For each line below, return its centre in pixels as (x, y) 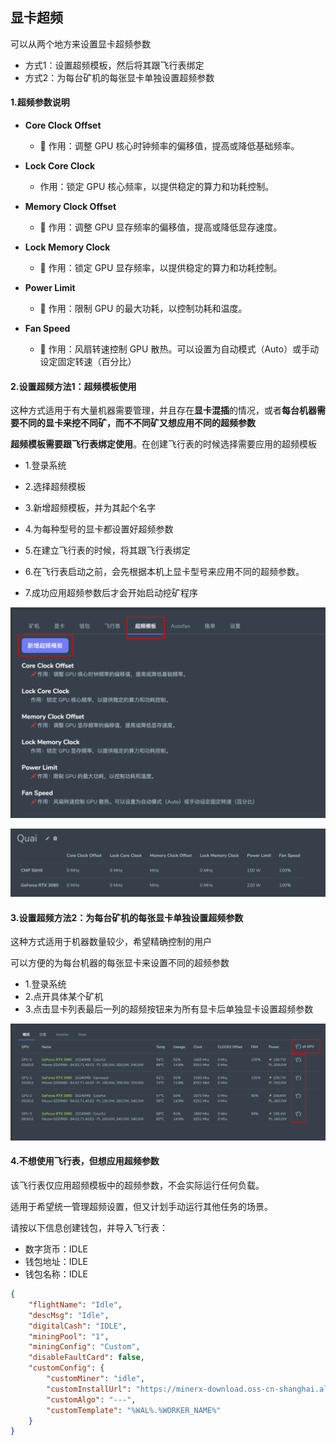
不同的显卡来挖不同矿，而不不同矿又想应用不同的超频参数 (137, 423)
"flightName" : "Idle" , (75, 1304)
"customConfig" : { (66, 1368)
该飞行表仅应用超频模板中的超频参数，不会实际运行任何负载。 (137, 1185)
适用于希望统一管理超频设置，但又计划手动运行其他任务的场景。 (141, 1207)
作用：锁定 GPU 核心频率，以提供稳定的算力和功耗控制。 (157, 187)
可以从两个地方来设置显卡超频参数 (80, 44)
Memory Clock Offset (70, 207)
